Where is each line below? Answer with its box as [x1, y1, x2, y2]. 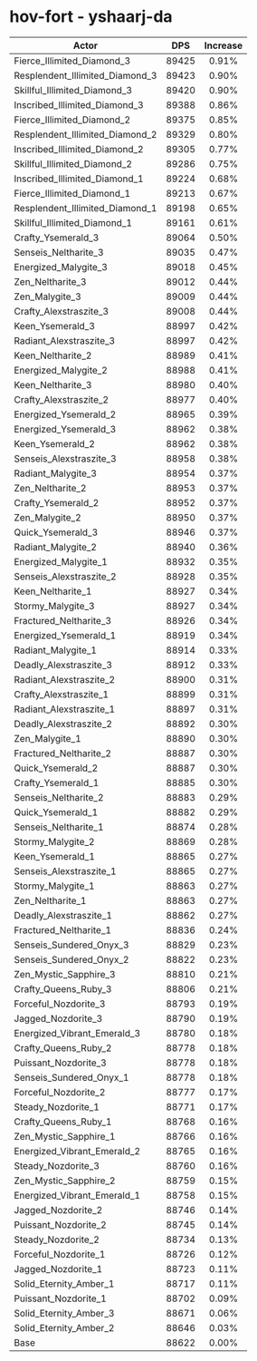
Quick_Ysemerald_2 [14, 762, 99, 774]
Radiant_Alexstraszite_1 [14, 703, 116, 715]
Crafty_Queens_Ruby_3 [14, 982, 112, 995]
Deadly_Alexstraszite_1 [14, 909, 113, 921]
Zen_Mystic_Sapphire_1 [14, 1130, 116, 1142]
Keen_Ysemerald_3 [14, 319, 95, 332]
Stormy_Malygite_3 [14, 599, 95, 612]
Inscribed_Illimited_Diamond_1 [14, 172, 144, 185]
